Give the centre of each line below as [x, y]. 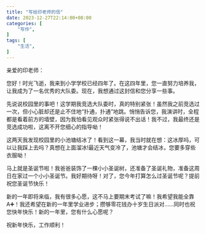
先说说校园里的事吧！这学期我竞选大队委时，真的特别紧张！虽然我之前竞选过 [103, 104]
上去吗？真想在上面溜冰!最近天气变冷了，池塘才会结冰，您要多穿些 [112, 147]
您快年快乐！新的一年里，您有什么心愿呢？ [60, 211]
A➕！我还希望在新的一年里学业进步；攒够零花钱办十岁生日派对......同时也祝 [101, 204]
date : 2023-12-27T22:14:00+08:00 [49, 18]
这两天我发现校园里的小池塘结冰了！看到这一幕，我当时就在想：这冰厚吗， [100, 140]
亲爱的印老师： [25, 70]
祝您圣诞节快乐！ [28, 183]
